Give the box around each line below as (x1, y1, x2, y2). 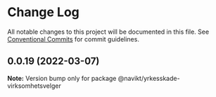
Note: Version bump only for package (7, 74, 117, 82)
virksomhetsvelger (7, 82, 61, 90)
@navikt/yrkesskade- (117, 74, 181, 82)
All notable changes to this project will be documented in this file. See (7, 27, 210, 36)
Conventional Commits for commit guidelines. (7, 34, 139, 43)
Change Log (7, 4, 80, 20)
